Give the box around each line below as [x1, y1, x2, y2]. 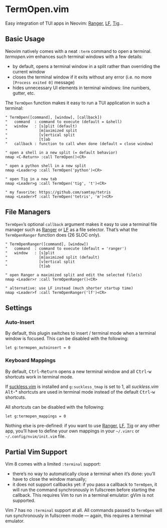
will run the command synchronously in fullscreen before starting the [12, 487, 155, 493]
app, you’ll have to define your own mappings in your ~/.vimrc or [5, 428, 139, 434]
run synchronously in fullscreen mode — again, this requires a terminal [5, 512, 151, 519]
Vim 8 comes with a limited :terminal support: [5, 461, 101, 467]
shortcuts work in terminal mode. [5, 373, 74, 380]
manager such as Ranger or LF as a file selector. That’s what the [5, 227, 138, 233]
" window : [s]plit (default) [5, 123, 78, 129]
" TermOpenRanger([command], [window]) [5, 242, 89, 247]
